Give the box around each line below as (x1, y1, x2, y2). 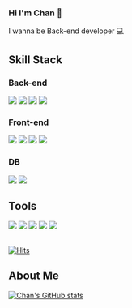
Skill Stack (8, 53, 63, 66)
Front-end (8, 117, 49, 128)
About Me (8, 269, 59, 283)
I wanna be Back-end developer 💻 (8, 26, 124, 36)
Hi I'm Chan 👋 (8, 7, 63, 19)
